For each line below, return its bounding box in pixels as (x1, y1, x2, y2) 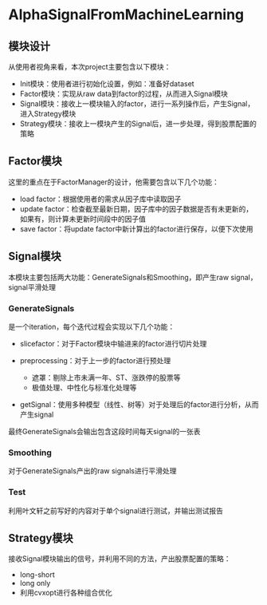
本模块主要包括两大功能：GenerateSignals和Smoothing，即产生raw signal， (8, 272, 257, 282)
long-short (19, 570, 56, 579)
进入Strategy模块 (19, 109, 77, 118)
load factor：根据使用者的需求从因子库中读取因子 (19, 194, 182, 204)
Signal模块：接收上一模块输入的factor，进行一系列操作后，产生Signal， (19, 99, 255, 109)
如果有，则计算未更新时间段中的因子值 (19, 214, 146, 223)
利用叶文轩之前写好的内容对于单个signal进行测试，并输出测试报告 (8, 505, 223, 516)
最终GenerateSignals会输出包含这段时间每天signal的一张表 (8, 426, 201, 436)
